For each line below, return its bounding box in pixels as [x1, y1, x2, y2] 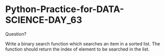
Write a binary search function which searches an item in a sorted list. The [5, 40, 160, 46]
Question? [5, 31, 27, 37]
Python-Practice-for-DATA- [5, 4, 124, 15]
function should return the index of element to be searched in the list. [5, 46, 150, 52]
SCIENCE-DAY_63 [5, 14, 82, 26]
